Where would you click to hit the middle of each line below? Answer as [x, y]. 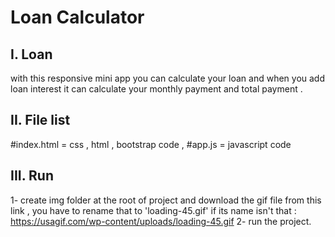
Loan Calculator [77, 17]
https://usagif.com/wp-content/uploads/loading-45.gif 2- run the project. [161, 221]
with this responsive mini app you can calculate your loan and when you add [168, 78]
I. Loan [31, 54]
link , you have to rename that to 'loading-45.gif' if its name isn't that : [153, 210]
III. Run [32, 176]
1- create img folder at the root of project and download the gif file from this [166, 200]
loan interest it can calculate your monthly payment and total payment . [156, 89]
